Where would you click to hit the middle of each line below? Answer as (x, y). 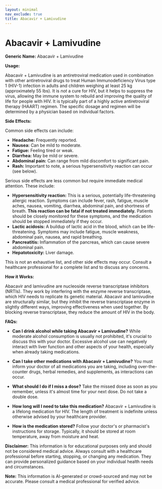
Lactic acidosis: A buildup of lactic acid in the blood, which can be (79, 227)
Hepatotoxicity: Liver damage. (43, 253)
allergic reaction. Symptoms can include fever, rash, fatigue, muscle (80, 200)
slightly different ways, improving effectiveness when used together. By (77, 307)
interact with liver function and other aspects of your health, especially (83, 347)
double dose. (25, 397)
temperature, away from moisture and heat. (56, 437)
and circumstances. (25, 467)
